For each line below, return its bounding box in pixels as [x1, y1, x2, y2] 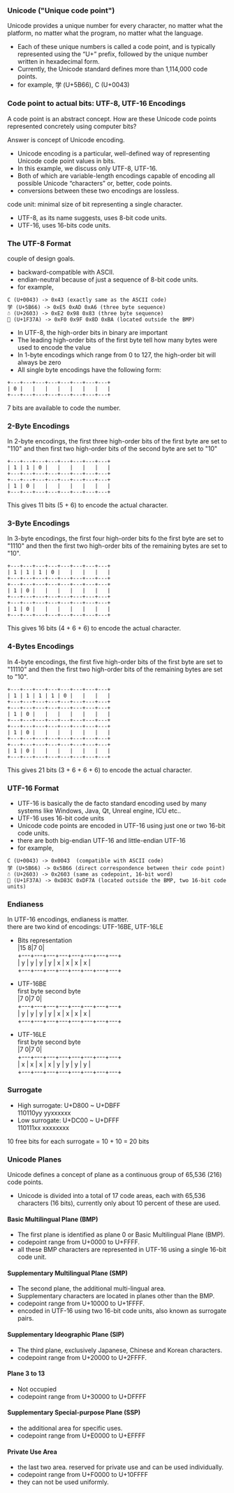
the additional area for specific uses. [17, 1424, 123, 1432]
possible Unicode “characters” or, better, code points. [17, 179, 173, 187]
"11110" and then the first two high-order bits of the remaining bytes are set [7, 665, 223, 673]
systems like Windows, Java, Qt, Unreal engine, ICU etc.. [17, 806, 182, 815]
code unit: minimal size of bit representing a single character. [7, 200, 183, 208]
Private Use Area [7, 1447, 57, 1456]
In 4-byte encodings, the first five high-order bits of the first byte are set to [7, 657, 224, 666]
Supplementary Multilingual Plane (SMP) [7, 1269, 128, 1277]
